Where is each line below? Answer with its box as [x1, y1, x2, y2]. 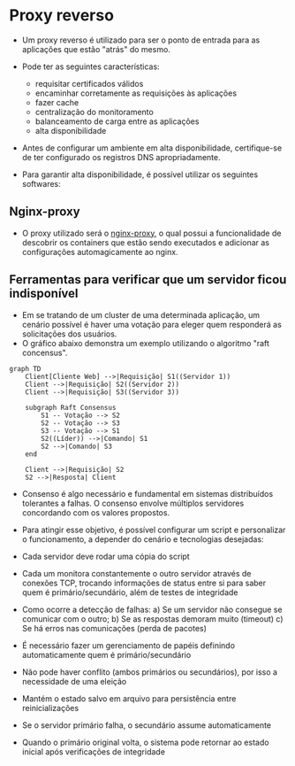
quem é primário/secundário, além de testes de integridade [21, 586, 238, 598]
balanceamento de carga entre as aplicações [34, 116, 200, 127]
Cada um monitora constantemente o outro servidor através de [21, 568, 252, 578]
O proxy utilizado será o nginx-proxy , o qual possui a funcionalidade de [21, 228, 282, 238]
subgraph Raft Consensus [25, 403, 117, 412]
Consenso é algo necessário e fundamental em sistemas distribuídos [21, 488, 274, 499]
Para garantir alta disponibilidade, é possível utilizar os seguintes [21, 169, 259, 180]
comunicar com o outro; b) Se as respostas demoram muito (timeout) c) [21, 613, 284, 624]
